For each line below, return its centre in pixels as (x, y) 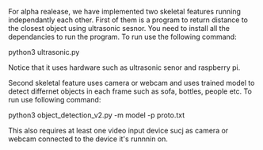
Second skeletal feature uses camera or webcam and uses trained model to (131, 83)
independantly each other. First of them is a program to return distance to (128, 20)
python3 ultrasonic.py (44, 52)
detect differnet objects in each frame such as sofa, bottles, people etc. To (130, 91)
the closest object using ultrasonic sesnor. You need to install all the (119, 28)
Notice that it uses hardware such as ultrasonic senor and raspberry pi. (124, 67)
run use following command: (55, 100)
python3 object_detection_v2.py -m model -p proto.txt (97, 115)
